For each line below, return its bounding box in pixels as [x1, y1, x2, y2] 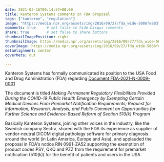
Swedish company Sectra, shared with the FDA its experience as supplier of [5, 126, 158, 132]
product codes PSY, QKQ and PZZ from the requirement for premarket [5, 146, 146, 152]
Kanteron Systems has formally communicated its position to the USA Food [5, 70, 156, 76]
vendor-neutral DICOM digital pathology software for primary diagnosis [5, 131, 149, 137]
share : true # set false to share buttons [5, 30, 108, 35]
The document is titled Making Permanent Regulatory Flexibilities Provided [5, 90, 155, 96]
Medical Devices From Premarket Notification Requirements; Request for [5, 101, 151, 107]
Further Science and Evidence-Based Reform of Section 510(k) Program [5, 111, 150, 117]
